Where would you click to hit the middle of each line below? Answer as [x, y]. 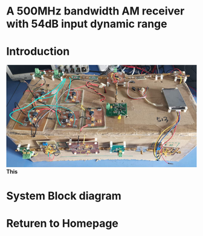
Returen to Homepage [63, 224]
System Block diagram [64, 196]
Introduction [38, 52]
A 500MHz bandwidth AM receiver [95, 11]
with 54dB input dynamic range [87, 24]
